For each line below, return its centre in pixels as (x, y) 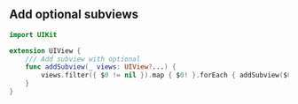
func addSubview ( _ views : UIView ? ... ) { (101, 67)
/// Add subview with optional (83, 59)
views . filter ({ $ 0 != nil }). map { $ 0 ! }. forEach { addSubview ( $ (165, 75)
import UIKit (33, 34)
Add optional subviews (74, 15)
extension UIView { (45, 51)
